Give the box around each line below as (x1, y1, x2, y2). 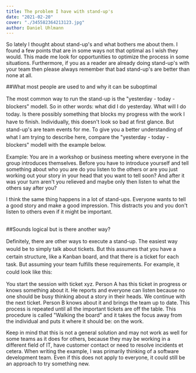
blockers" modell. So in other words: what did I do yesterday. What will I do (6, 103, 187, 110)
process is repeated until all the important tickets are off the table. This (6, 305, 176, 313)
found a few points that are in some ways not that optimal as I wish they (6, 47, 178, 54)
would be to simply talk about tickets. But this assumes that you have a (6, 246, 176, 253)
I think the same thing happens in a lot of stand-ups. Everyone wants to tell (6, 196, 186, 203)
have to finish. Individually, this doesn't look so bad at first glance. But (6, 118, 174, 126)
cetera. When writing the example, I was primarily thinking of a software (6, 348, 179, 355)
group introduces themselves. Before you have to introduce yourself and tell (6, 160, 189, 167)
